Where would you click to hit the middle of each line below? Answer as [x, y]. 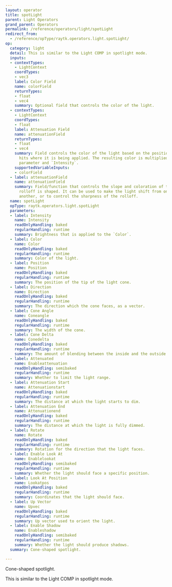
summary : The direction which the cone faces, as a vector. [80, 306]
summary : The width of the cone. [50, 330]
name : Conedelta [32, 339]
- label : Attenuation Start [40, 383]
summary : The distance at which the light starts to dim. [78, 402]
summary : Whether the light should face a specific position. [82, 473]
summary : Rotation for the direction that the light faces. [80, 449]
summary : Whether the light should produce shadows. [72, 545]
